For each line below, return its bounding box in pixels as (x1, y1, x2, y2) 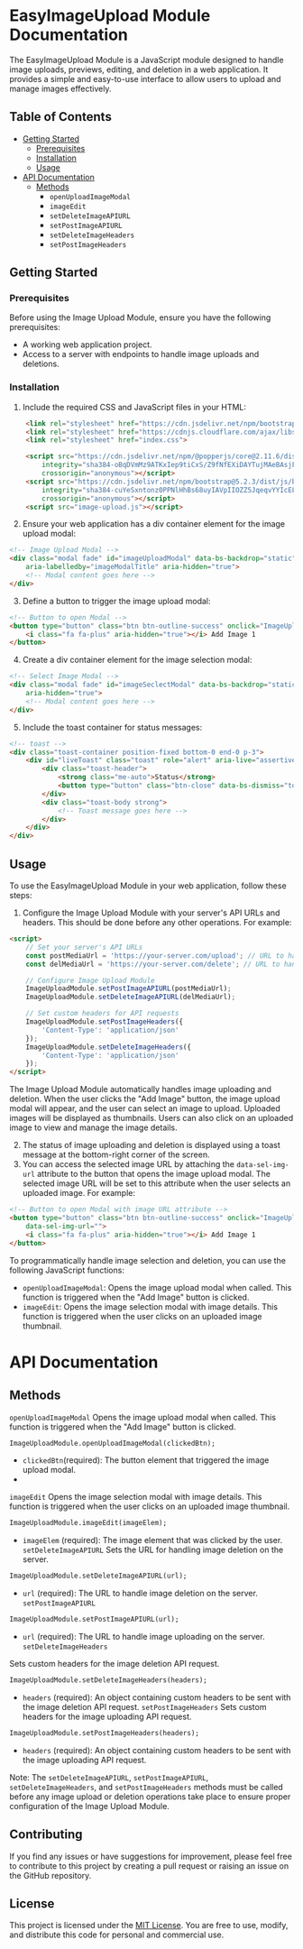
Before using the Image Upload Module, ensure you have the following (9, 312, 271, 323)
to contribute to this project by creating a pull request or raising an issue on (9, 1860, 289, 1871)
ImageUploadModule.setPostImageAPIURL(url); (9, 1615, 179, 1624)
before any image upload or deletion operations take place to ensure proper (9, 1791, 291, 1802)
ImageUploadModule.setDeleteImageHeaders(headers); (9, 1676, 207, 1685)
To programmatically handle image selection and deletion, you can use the (9, 1255, 287, 1265)
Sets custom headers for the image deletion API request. (9, 1659, 220, 1669)
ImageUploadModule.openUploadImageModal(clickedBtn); (9, 1439, 216, 1448)
